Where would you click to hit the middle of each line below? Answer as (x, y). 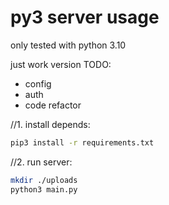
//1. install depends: (50, 124)
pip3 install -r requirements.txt (82, 142)
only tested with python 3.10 (68, 45)
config (38, 83)
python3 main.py (44, 189)
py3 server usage (85, 17)
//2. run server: (41, 162)
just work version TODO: (61, 64)
